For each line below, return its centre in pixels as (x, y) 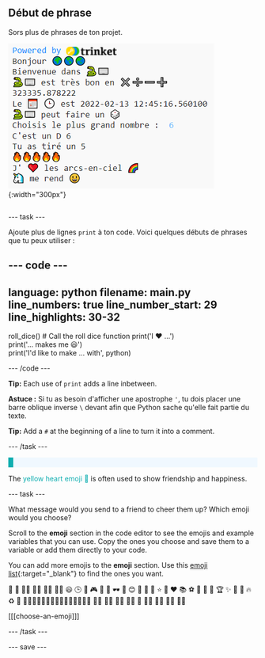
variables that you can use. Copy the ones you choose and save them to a (129, 542)
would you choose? (40, 518)
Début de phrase (50, 13)
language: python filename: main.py (100, 292)
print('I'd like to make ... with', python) (70, 353)
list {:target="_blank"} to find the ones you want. (86, 574)
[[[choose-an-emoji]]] (44, 616)
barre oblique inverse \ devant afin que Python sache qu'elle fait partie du (129, 408)
